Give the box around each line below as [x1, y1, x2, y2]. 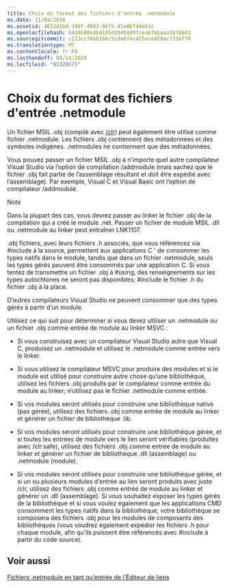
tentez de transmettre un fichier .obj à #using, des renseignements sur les [7, 268, 215, 276]
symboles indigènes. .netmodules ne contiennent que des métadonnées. [7, 142, 212, 151]
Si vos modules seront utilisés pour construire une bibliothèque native [16, 400, 214, 408]
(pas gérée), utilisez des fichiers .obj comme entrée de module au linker [16, 407, 220, 415]
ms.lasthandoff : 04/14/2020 [7, 55, 87, 62]
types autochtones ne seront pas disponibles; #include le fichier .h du [7, 275, 204, 283]
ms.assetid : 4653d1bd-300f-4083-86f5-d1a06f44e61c [7, 23, 154, 29]
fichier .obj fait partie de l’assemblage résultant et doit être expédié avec [7, 170, 211, 178]
